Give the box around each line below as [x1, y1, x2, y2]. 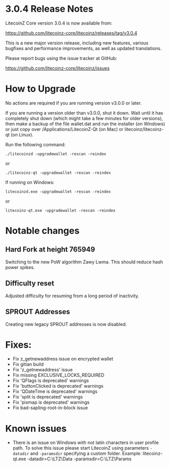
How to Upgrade [5, 83, 76, 95]
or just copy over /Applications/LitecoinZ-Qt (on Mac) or [5, 126, 124, 132]
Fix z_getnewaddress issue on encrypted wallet [12, 356, 114, 362]
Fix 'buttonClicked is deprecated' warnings [12, 383, 104, 389]
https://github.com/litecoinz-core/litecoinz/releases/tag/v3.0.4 [5, 30, 137, 36]
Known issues [5, 422, 67, 434]
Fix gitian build [12, 361, 44, 367]
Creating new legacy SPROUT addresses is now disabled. [5, 321, 127, 327]
